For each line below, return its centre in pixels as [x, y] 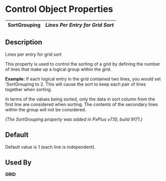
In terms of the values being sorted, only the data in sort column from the [80, 99]
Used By [18, 162]
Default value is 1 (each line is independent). [50, 147]
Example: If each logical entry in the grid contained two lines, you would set [83, 79]
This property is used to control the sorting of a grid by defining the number [83, 64]
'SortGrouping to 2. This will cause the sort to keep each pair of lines [76, 84]
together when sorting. [29, 89]
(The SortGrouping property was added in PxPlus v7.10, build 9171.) [74, 119]
